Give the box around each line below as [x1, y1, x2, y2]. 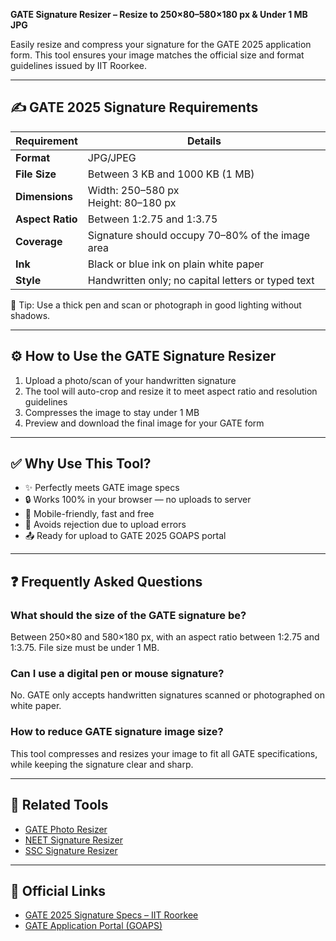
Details [186, 134, 222, 148]
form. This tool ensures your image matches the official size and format [10, 49, 305, 61]
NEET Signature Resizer [24, 834, 123, 846]
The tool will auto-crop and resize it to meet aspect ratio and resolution [24, 385, 318, 397]
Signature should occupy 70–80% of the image [87, 228, 311, 242]
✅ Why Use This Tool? [10, 455, 152, 473]
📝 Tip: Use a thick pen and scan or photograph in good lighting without [10, 299, 302, 311]
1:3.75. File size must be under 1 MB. [10, 642, 160, 654]
